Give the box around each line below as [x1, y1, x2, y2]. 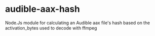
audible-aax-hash [5, 3, 80, 15]
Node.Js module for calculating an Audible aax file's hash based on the [5, 20, 150, 26]
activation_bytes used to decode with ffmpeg [5, 25, 97, 31]
